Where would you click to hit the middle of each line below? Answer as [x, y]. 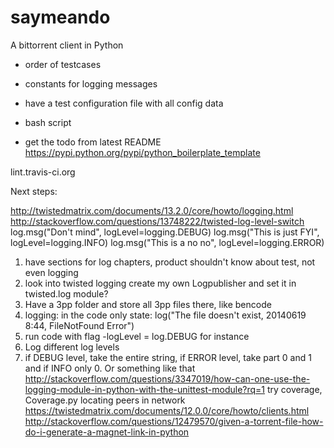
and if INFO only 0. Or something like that [110, 368]
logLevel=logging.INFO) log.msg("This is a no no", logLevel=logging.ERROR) [167, 242]
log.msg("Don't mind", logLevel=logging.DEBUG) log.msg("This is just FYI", [165, 232]
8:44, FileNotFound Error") [79, 325]
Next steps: [34, 191]
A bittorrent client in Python [67, 45]
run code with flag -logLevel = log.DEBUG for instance [137, 336]
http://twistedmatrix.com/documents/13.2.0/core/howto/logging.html [152, 210]
